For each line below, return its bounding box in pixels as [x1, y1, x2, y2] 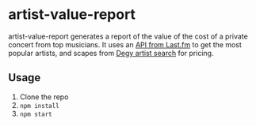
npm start [19, 110, 53, 118]
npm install [19, 102, 59, 109]
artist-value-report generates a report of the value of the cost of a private [8, 31, 248, 41]
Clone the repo [19, 92, 69, 102]
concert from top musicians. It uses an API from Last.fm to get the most [8, 39, 242, 49]
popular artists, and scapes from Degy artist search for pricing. [8, 48, 214, 57]
